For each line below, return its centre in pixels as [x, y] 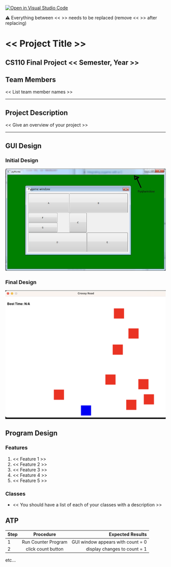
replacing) [16, 23]
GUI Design [23, 146]
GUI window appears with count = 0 [109, 542]
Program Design [31, 433]
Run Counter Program [45, 542]
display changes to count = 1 [116, 549]
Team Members [31, 80]
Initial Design [22, 160]
